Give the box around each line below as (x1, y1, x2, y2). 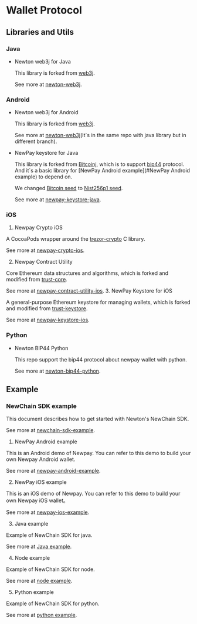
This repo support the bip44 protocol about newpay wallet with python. (14, 356, 188, 363)
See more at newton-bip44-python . (14, 367, 101, 374)
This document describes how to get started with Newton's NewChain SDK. (6, 416, 189, 423)
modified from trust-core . (6, 276, 67, 283)
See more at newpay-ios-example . (6, 509, 90, 516)
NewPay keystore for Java (14, 150, 79, 157)
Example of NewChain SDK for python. (6, 600, 100, 607)
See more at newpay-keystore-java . (14, 196, 101, 203)
